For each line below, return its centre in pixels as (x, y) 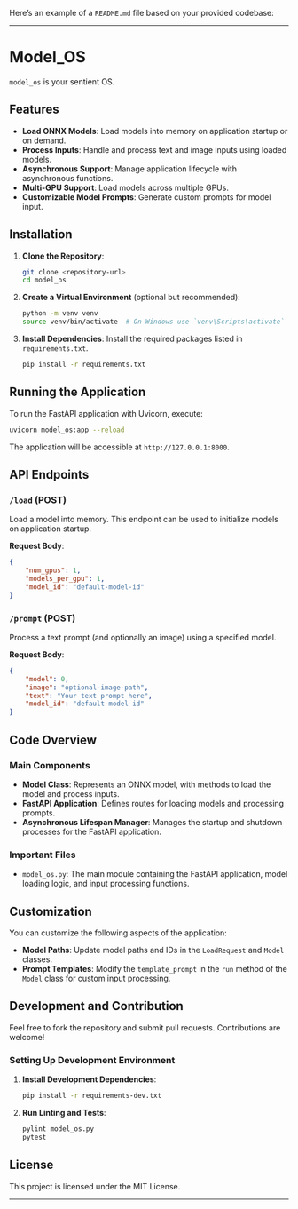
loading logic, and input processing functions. (106, 884)
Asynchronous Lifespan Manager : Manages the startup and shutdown (152, 822)
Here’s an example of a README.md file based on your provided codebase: (142, 13)
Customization (51, 911)
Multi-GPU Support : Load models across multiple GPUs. (125, 187)
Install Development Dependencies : (89, 1079)
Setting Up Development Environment (92, 1060)
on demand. (44, 140)
